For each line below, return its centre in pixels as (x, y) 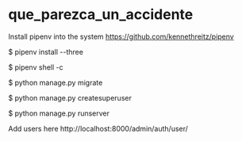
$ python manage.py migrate (56, 82)
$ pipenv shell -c (36, 67)
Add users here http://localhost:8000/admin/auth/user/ (98, 128)
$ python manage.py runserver (59, 113)
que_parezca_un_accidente (101, 15)
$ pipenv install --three (46, 51)
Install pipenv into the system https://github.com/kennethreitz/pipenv (121, 36)
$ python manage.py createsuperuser (70, 97)
